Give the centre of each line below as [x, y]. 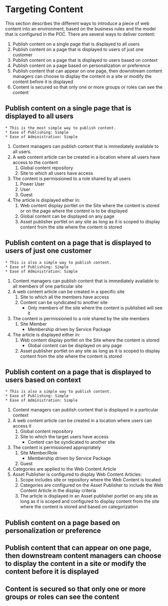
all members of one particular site [47, 286]
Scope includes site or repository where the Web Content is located [90, 480]
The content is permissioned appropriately [57, 447]
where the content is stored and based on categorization [79, 507]
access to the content [35, 162]
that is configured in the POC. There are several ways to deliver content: [80, 34]
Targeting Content [44, 9]
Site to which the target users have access [64, 437]
